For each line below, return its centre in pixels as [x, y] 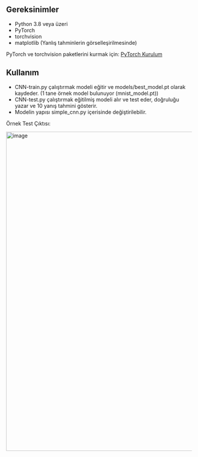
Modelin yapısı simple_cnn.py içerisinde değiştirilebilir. [80, 112]
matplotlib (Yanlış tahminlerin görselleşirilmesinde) [76, 42]
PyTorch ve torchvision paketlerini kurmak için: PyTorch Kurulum [84, 54]
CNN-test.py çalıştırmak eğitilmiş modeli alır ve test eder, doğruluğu [97, 99]
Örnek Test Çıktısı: [29, 123]
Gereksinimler [33, 10]
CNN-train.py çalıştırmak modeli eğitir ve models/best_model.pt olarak [100, 87]
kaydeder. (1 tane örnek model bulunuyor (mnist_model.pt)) [87, 93]
